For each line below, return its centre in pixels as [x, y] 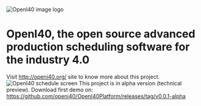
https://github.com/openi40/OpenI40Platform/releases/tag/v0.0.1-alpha [96, 96]
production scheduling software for [98, 47]
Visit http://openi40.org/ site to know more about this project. [83, 77]
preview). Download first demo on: [50, 90]
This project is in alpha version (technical [130, 83]
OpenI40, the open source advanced [101, 34]
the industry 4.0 [48, 60]
